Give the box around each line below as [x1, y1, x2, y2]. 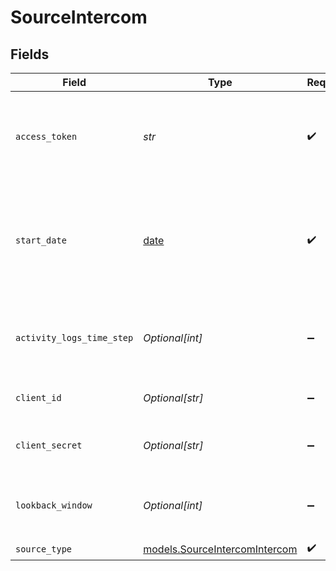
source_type [15, 543, 73, 555]
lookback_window [15, 500, 93, 511]
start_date [15, 235, 67, 246]
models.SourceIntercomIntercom [143, 542, 298, 556]
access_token [15, 131, 78, 142]
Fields [10, 46, 50, 63]
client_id [15, 392, 62, 403]
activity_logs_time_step [15, 332, 134, 343]
